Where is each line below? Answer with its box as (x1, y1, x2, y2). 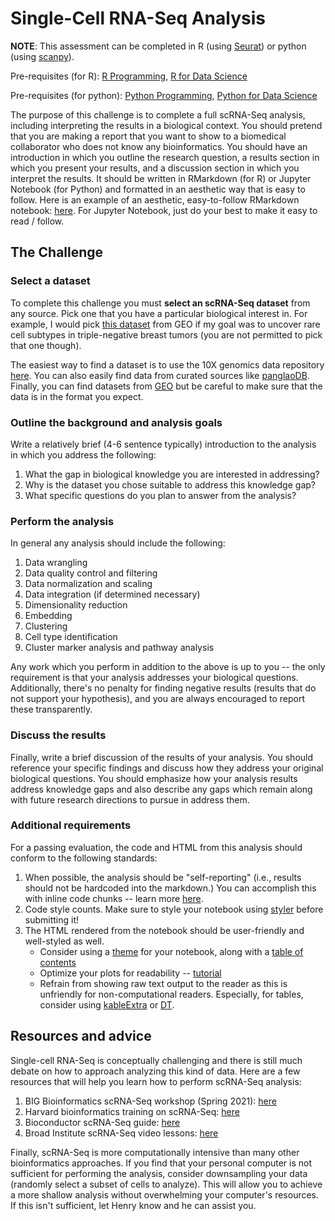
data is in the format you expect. (10, 390, 144, 402)
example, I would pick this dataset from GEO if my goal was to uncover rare (10, 318, 321, 330)
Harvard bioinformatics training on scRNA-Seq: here (24, 1105, 240, 1117)
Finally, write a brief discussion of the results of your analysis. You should (10, 751, 314, 763)
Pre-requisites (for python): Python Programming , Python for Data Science (10, 89, 318, 101)
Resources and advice (10, 1028, 152, 1045)
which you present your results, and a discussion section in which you (10, 162, 300, 174)
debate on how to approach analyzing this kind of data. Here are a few (10, 1065, 301, 1077)
